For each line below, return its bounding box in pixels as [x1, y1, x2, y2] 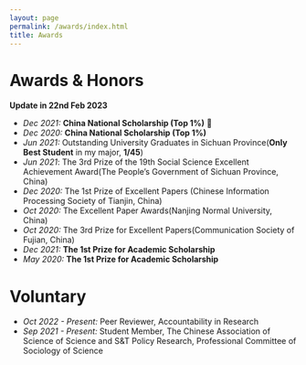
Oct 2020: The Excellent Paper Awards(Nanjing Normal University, [22, 205, 272, 216]
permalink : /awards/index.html [9, 22, 129, 31]
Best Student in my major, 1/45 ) [22, 147, 144, 158]
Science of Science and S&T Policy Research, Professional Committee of [22, 336, 297, 347]
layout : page [9, 13, 59, 23]
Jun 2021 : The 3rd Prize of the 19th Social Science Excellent [22, 156, 249, 167]
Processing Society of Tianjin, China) [22, 196, 163, 207]
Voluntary [9, 285, 87, 306]
